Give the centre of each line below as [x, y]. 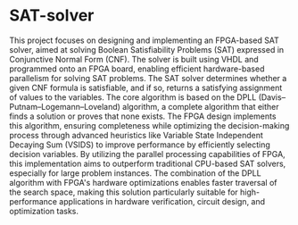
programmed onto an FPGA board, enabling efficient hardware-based [137, 69]
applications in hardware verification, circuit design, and [162, 201]
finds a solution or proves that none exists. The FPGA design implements [143, 116]
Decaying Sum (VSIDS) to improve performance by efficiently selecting [140, 145]
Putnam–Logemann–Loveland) [65, 106]
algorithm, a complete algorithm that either [200, 106]
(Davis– [272, 97]
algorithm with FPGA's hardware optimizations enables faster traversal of [143, 182]
